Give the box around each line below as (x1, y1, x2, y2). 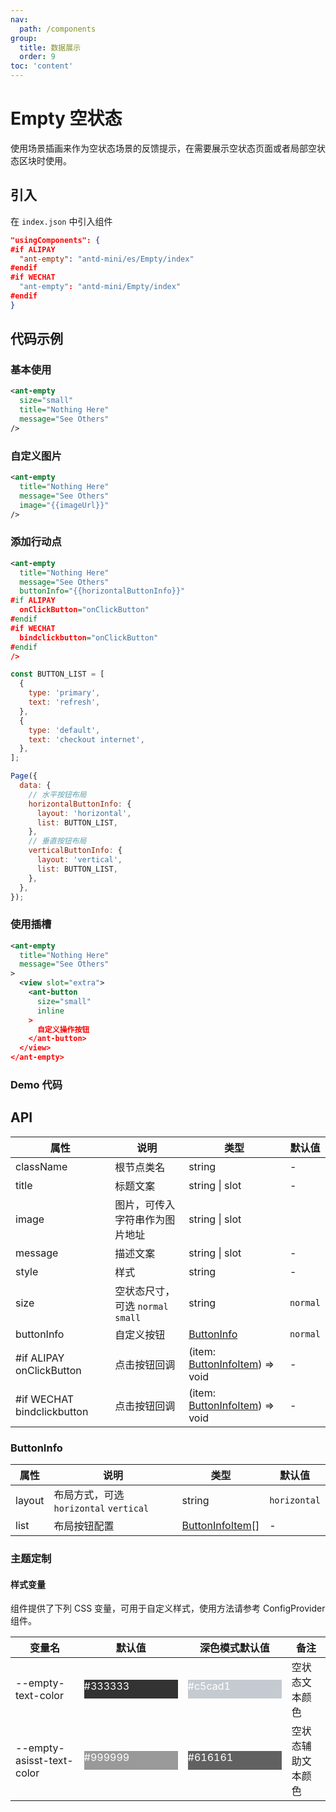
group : (10, 33, 38, 43)
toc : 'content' (10, 61, 74, 71)
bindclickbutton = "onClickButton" (19, 632, 159, 643)
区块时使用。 (18, 154, 72, 166)
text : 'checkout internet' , (28, 734, 145, 745)
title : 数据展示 (19, 42, 82, 53)
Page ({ (10, 771, 38, 781)
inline (36, 1006, 65, 1016)
